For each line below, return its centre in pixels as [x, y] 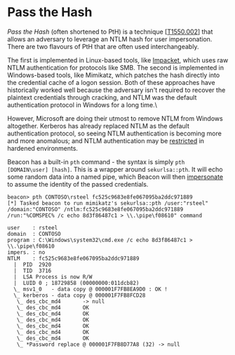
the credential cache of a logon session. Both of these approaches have [111, 82]
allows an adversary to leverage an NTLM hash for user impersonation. [110, 39]
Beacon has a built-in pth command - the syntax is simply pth [96, 161]
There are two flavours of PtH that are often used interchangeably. [103, 46]
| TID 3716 [33, 271]
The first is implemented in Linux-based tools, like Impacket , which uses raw [118, 60]
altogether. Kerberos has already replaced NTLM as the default [98, 126]
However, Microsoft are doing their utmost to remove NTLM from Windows [115, 118]
